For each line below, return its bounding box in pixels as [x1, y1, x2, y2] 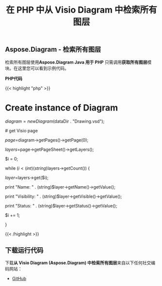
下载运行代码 [5, 246, 44, 254]
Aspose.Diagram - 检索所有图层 [5, 46, 101, 54]
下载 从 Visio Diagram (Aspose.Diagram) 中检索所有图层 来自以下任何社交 [5, 260, 151, 266]
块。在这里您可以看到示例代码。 [5, 65, 69, 71]
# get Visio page [5, 127, 38, 133]
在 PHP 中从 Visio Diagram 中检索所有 [6, 4, 157, 16]
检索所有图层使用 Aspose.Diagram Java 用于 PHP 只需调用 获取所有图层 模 [5, 59, 152, 65]
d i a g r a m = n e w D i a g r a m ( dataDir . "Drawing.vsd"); [5, 118, 105, 124]
